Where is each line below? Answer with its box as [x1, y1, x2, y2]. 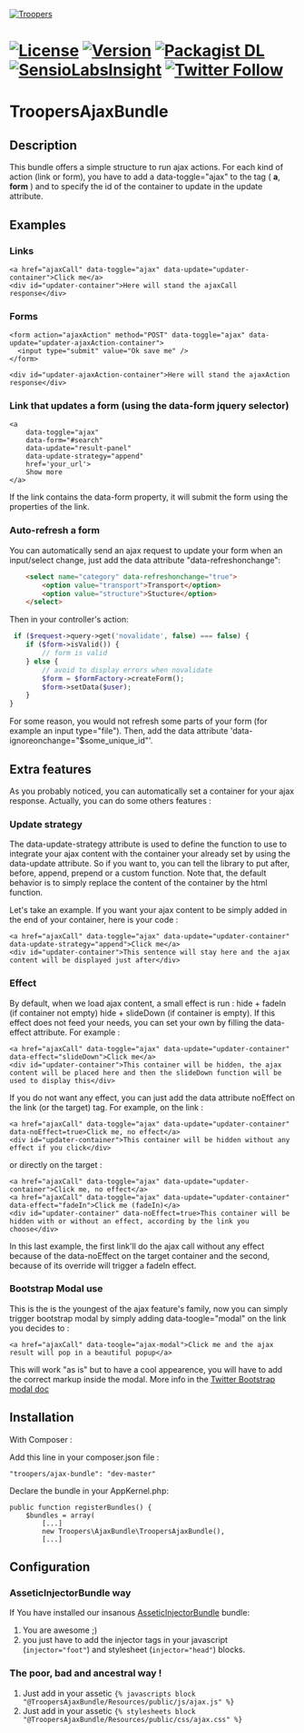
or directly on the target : [9, 1159, 103, 1170]
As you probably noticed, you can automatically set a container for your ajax [9, 785, 295, 796]
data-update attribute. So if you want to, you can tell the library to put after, [9, 858, 290, 869]
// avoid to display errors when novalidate [42, 665, 213, 674]
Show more [25, 468, 64, 477]
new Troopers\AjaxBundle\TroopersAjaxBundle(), [42, 1526, 225, 1535]
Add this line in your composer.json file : [9, 1452, 160, 1463]
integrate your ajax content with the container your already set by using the [9, 848, 290, 859]
